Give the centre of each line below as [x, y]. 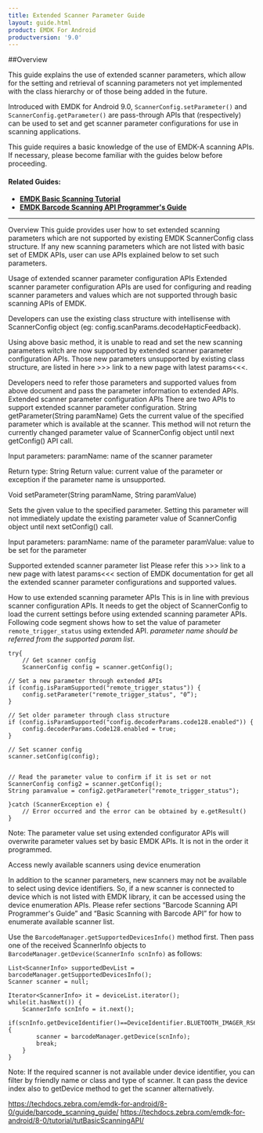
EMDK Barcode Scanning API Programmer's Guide [103, 207]
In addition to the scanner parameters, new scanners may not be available [128, 880]
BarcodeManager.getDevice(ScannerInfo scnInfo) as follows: [105, 954]
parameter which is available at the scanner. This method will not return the [130, 424]
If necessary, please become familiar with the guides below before [115, 155]
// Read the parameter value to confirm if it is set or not [110, 777]
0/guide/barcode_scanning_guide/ [63, 1113]
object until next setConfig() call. [61, 527]
